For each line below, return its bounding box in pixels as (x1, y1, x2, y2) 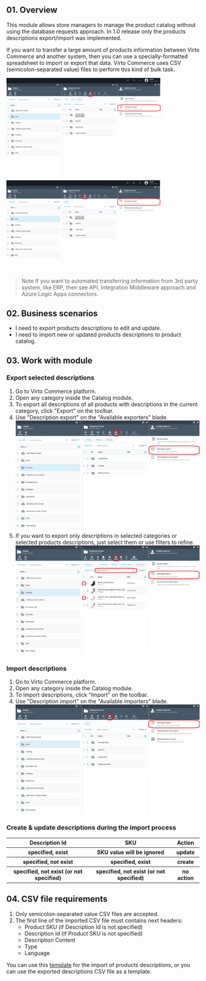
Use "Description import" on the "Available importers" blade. (15, 698, 169, 705)
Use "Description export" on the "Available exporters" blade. (15, 413, 169, 421)
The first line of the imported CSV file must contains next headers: (15, 917, 183, 924)
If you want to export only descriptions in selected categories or (15, 532, 177, 540)
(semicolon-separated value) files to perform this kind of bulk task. (6, 66, 175, 73)
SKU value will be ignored (97, 849, 164, 856)
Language (24, 949, 50, 956)
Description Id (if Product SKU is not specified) (24, 929, 143, 937)
